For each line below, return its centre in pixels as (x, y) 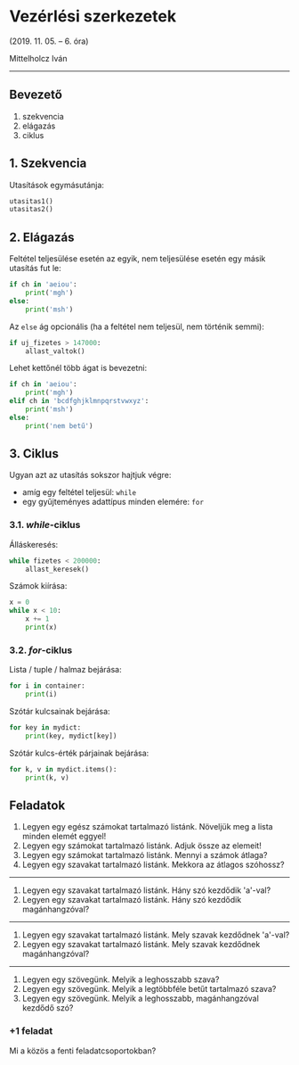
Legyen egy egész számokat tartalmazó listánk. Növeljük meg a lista (147, 827)
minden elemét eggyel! (64, 837)
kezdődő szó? (48, 1008)
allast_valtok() (56, 351)
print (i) (41, 694)
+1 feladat (31, 1031)
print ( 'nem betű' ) (59, 425)
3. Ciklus (34, 454)
